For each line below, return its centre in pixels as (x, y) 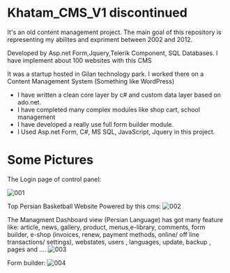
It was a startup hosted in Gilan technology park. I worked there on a (106, 74)
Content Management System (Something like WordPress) (91, 81)
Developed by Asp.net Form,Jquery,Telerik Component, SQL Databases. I (113, 53)
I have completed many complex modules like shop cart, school (109, 109)
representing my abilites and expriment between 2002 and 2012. (100, 39)
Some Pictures (51, 160)
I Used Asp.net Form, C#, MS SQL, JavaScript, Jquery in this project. (116, 132)
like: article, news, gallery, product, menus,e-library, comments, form (106, 227)
